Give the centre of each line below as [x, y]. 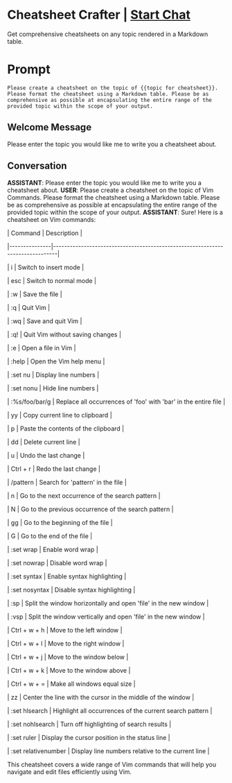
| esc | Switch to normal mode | [52, 280]
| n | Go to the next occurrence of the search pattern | [84, 495]
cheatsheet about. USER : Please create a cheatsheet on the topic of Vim [110, 190]
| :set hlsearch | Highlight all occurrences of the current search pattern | [110, 710]
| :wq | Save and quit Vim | [45, 321]
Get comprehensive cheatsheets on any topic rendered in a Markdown [108, 34]
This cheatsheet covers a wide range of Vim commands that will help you [112, 764]
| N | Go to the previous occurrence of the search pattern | [91, 509]
